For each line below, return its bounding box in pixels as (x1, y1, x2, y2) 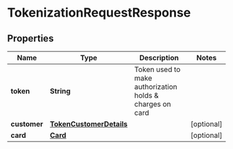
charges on (134, 99, 171, 109)
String (49, 87, 71, 96)
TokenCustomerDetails (49, 119, 128, 129)
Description (139, 53, 179, 62)
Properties (7, 33, 54, 44)
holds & (134, 91, 159, 100)
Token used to (134, 64, 181, 74)
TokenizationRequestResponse (7, 5, 191, 21)
